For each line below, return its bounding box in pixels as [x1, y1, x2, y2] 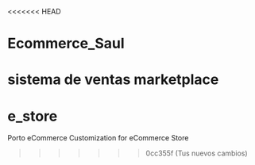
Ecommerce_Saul [7, 35, 125, 52]
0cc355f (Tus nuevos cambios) [145, 148, 248, 158]
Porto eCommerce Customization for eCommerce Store [7, 133, 189, 143]
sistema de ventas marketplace [7, 71, 219, 89]
